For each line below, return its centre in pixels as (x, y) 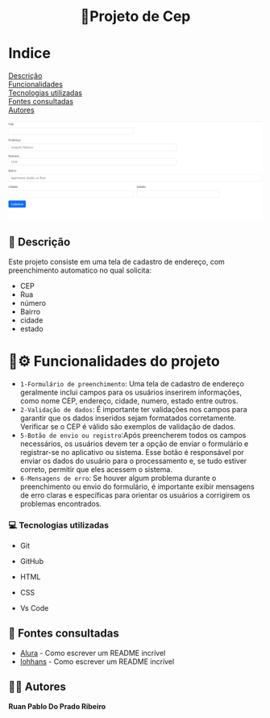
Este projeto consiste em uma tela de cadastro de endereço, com (117, 261)
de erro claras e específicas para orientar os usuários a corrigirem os (135, 495)
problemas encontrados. (61, 503)
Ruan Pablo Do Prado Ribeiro (57, 706)
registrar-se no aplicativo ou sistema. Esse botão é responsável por (132, 452)
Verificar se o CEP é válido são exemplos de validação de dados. (128, 426)
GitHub (32, 561)
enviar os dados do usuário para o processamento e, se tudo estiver (133, 461)
